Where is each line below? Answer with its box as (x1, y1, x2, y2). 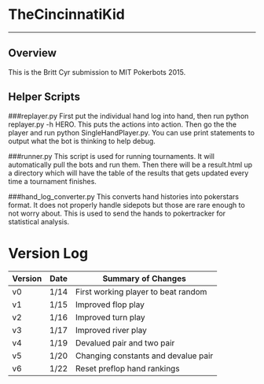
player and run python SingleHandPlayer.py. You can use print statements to (8, 127, 255, 137)
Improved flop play (75, 299, 145, 310)
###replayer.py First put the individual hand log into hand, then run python (8, 111, 249, 120)
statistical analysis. (8, 216, 70, 226)
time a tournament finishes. (8, 176, 97, 186)
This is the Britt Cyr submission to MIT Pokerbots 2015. (8, 67, 186, 76)
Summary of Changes (102, 273, 186, 284)
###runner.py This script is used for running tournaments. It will (8, 151, 214, 161)
